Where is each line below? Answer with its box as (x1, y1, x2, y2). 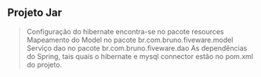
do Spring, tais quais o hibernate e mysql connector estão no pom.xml (26, 51, 254, 61)
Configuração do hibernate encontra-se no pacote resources (26, 26, 224, 36)
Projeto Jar (7, 6, 63, 19)
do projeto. (26, 60, 63, 69)
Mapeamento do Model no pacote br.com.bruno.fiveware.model (26, 35, 234, 44)
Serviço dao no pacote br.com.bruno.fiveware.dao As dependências (26, 43, 248, 53)
